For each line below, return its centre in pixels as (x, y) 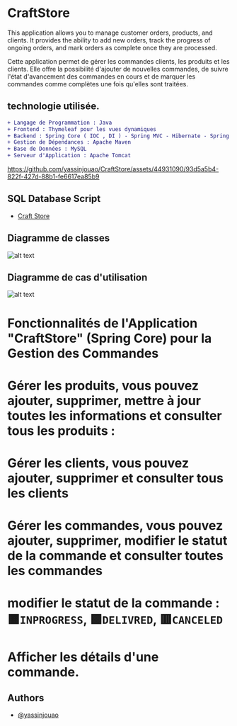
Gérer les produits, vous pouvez (103, 386)
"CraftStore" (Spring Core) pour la (110, 338)
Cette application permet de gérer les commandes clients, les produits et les (118, 61)
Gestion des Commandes (83, 353)
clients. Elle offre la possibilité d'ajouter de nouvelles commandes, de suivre (118, 69)
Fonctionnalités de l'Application (103, 323)
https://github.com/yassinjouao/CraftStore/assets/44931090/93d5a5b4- (113, 169)
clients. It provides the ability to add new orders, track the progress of (109, 40)
